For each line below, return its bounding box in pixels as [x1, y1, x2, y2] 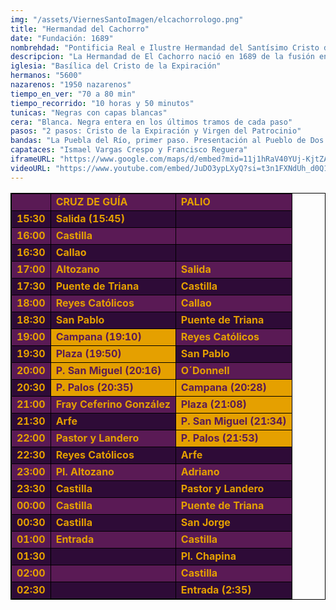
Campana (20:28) [180, 380, 267, 394]
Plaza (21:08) [180, 397, 247, 411]
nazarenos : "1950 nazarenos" [10, 80, 132, 90]
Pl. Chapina [180, 549, 237, 563]
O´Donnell [180, 363, 230, 377]
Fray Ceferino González [55, 397, 171, 411]
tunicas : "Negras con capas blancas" [10, 107, 168, 118]
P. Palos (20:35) [55, 380, 134, 394]
